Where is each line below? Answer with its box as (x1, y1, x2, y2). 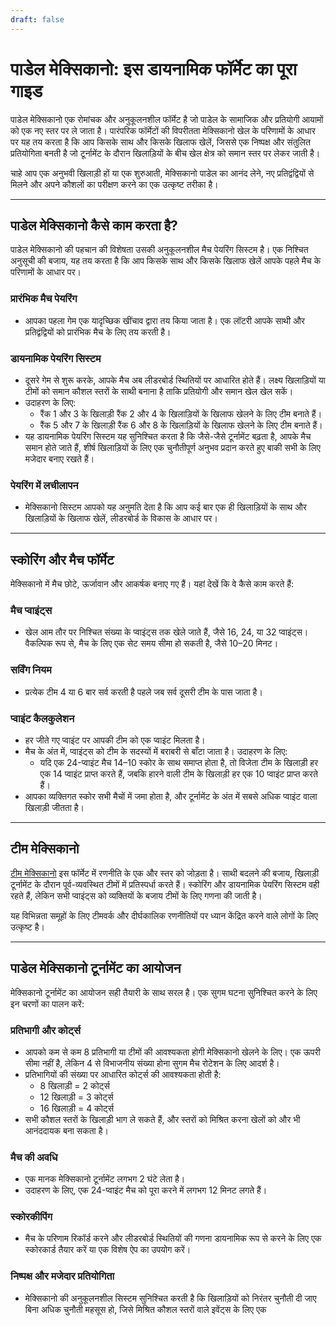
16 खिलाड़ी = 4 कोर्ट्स (39, 1102, 115, 1114)
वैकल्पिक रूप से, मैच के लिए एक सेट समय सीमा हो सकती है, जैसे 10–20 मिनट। (24, 637, 279, 650)
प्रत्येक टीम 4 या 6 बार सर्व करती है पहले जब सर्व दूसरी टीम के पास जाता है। (24, 686, 263, 698)
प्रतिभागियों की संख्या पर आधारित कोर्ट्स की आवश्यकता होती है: (24, 1068, 222, 1080)
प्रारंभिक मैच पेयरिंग (10, 292, 78, 306)
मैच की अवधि (10, 1150, 58, 1164)
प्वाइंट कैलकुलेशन (10, 711, 75, 725)
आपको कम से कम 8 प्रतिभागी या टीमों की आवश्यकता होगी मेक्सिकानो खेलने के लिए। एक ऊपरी (24, 1046, 321, 1058)
